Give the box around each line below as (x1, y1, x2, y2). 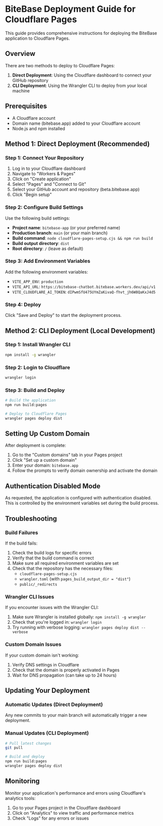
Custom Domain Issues (5, 641, 61, 648)
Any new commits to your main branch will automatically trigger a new (5, 712, 147, 718)
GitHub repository (12, 77, 49, 83)
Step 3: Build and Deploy (5, 386, 65, 393)
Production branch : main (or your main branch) (12, 230, 108, 236)
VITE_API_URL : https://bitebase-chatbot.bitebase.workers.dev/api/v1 (12, 283, 156, 289)
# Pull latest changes (5, 741, 52, 746)
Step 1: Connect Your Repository (5, 154, 84, 161)
